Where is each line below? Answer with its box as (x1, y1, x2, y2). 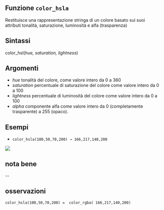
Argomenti (5, 64, 38, 73)
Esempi (5, 123, 29, 131)
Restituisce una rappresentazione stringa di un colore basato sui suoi (5, 17, 145, 23)
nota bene (5, 160, 37, 168)
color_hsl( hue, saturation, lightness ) (5, 49, 78, 56)
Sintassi (5, 37, 31, 45)
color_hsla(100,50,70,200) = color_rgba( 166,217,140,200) (5, 200, 131, 205)
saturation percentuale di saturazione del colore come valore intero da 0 (12, 83, 159, 88)
